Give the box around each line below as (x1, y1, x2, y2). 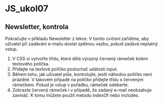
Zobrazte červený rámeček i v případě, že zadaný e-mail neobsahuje (12, 87, 152, 93)
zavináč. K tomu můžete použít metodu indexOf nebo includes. (12, 92, 140, 98)
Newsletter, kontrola (5, 23, 69, 31)
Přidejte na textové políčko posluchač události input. (12, 66, 118, 72)
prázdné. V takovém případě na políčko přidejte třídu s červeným (12, 77, 144, 82)
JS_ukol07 (5, 3, 49, 14)
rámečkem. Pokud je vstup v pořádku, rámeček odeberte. (12, 82, 129, 88)
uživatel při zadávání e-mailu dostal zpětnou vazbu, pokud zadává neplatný (5, 41, 158, 47)
